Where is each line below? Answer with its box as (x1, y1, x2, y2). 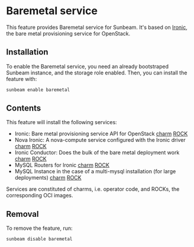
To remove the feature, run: (6, 225, 73, 232)
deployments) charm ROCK (14, 174, 82, 181)
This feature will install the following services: (6, 119, 117, 126)
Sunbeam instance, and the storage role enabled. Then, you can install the (6, 69, 187, 76)
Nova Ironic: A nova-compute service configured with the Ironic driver (14, 136, 186, 144)
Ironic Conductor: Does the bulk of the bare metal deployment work (14, 149, 180, 156)
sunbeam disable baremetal (6, 236, 73, 242)
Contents (6, 103, 41, 113)
